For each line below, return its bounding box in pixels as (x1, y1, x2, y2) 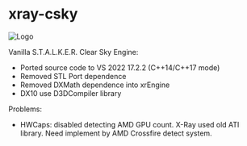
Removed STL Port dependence (19, 71, 127, 81)
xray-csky (8, 5, 78, 23)
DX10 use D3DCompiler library (19, 88, 122, 98)
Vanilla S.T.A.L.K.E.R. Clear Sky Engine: (8, 47, 139, 56)
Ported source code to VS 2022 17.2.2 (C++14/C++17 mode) (19, 62, 220, 73)
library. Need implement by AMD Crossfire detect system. (19, 128, 212, 138)
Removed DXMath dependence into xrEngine (19, 80, 170, 90)
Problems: (8, 104, 43, 114)
